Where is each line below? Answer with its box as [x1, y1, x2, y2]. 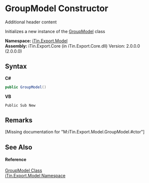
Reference [5, 157, 27, 163]
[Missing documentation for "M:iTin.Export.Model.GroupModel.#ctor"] [5, 129, 145, 135]
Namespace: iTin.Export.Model [5, 37, 68, 44]
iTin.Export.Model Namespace [5, 173, 66, 179]
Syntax [5, 62, 27, 71]
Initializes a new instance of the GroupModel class [5, 28, 105, 34]
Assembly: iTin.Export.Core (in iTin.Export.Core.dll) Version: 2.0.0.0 [5, 43, 140, 49]
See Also [5, 143, 32, 151]
